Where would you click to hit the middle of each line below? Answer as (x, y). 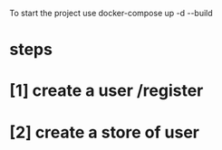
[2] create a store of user (104, 132)
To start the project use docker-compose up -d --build (111, 13)
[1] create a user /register (106, 91)
